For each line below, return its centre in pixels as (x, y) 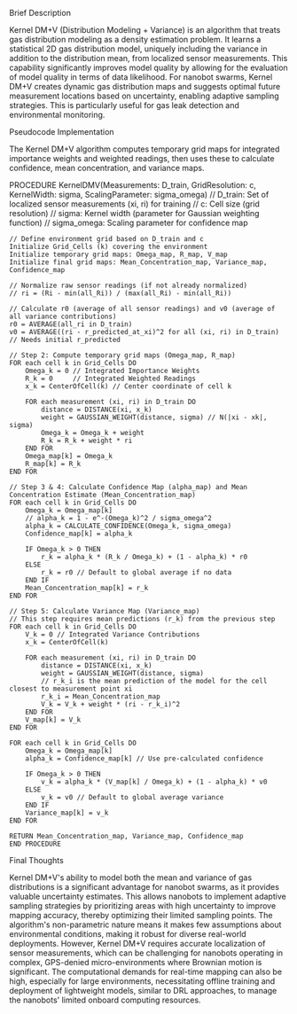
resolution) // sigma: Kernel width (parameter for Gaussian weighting (134, 213)
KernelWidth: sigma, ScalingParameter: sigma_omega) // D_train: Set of (139, 195)
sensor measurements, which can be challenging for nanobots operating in (146, 953)
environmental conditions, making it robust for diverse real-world (128, 934)
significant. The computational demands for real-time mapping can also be (145, 971)
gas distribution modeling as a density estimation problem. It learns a (135, 39)
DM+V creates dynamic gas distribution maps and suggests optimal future (145, 86)
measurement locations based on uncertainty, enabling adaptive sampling (144, 96)
